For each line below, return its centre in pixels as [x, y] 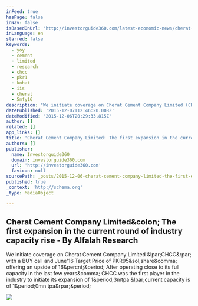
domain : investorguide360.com [48, 160]
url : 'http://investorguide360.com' [56, 165]
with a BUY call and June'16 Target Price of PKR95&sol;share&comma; [92, 261]
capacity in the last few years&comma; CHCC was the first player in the [93, 274]
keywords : [18, 45]
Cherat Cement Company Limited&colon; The [91, 222]
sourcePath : [21, 177]
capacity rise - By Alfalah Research [72, 240]
